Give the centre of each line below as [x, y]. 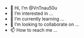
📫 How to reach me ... [34, 30]
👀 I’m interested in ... [32, 13]
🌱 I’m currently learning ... [37, 19]
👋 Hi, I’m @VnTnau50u [34, 8]
